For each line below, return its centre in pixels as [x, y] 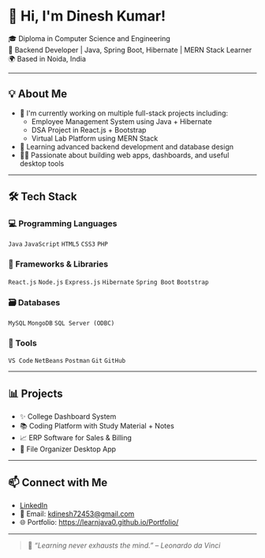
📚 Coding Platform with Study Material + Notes [97, 426]
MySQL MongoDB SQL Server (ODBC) [62, 323]
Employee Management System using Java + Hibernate [121, 121]
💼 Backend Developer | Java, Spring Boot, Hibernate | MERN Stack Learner [130, 50]
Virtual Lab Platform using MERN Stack [95, 138]
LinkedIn [34, 505]
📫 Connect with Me [58, 483]
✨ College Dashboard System [68, 417]
